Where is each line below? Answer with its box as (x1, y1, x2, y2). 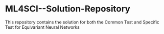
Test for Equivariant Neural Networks (5, 24, 80, 30)
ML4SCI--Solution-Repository (5, 3, 131, 14)
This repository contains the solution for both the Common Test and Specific (5, 19, 160, 25)
